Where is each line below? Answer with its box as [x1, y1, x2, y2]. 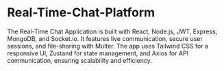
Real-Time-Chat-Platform [7, 5, 155, 20]
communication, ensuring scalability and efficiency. [7, 56, 153, 64]
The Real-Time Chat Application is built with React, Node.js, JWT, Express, [7, 27, 218, 35]
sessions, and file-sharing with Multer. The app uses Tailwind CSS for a [7, 42, 209, 50]
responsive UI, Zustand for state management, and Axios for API [7, 49, 189, 57]
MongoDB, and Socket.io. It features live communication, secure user [7, 34, 203, 42]
